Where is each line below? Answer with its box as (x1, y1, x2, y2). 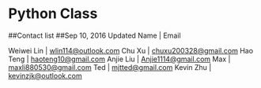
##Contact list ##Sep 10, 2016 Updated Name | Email (8, 31, 181, 40)
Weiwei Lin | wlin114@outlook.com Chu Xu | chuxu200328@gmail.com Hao (8, 46, 254, 55)
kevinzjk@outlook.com (8, 71, 82, 80)
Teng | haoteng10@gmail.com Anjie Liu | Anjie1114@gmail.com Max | (8, 54, 231, 64)
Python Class (8, 5, 98, 23)
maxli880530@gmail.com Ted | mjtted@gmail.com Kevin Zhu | (8, 62, 212, 71)
